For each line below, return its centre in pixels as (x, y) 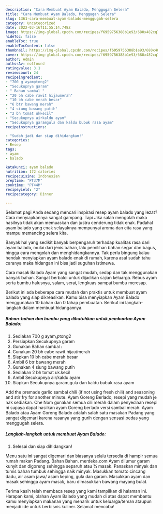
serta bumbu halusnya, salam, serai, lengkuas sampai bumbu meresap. (76, 283)
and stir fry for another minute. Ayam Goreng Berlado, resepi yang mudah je (81, 397)
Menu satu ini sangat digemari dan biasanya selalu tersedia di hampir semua (81, 456)
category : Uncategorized (30, 23)
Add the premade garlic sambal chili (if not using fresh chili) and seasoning (80, 392)
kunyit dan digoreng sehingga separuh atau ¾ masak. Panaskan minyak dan (81, 466)
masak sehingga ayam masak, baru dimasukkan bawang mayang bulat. (77, 481)
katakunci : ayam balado (30, 167)
